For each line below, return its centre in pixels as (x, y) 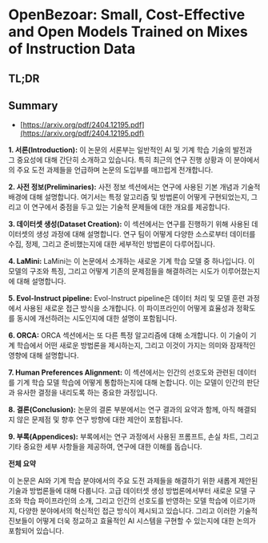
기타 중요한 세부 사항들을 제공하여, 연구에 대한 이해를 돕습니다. (105, 447)
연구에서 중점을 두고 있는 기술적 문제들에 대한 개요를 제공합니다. (131, 207)
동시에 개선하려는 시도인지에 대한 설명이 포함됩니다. (97, 318)
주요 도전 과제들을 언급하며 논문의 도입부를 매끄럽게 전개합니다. (115, 170)
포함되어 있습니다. (36, 531)
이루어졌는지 (241, 271)
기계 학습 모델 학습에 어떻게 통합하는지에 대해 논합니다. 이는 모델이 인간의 (131, 383)
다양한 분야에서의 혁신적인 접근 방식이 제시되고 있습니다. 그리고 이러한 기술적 (138, 511)
